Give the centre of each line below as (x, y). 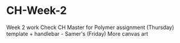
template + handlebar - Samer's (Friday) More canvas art (77, 33)
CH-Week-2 (37, 11)
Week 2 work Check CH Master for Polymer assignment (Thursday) (90, 27)
